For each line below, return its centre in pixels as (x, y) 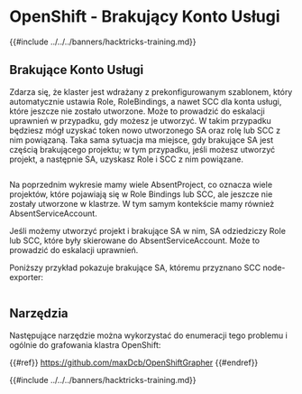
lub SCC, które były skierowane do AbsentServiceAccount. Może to (134, 240)
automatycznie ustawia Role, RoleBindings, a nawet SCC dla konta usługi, (146, 101)
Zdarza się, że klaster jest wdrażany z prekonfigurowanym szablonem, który (151, 91)
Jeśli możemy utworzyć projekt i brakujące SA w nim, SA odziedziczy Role (148, 230)
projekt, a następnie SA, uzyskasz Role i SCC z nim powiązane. (126, 159)
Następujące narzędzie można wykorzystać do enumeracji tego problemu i (149, 335)
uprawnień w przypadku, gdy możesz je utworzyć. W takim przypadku (141, 120)
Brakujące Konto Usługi (77, 70)
